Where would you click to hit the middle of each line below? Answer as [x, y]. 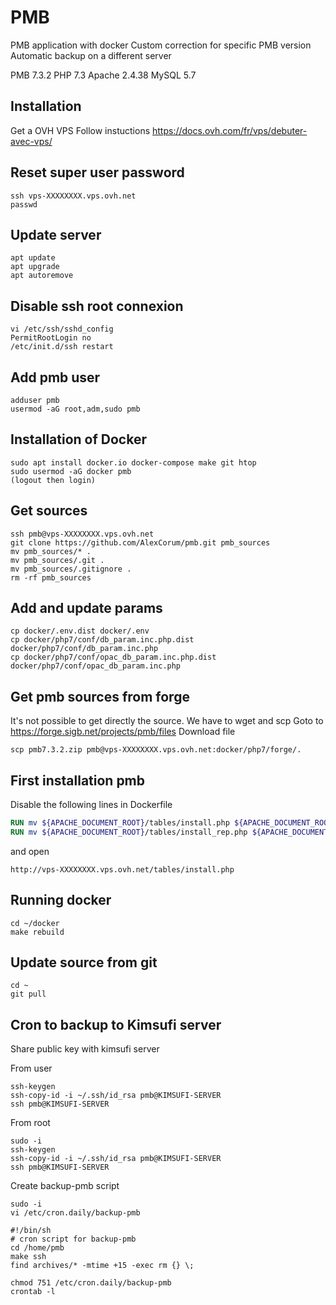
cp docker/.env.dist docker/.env [80, 631]
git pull [28, 994]
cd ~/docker [35, 923]
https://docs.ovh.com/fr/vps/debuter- [229, 130]
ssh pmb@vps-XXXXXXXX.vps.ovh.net [82, 534]
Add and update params [86, 608]
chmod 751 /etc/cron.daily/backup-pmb [91, 1283]
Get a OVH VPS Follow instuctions [80, 130]
